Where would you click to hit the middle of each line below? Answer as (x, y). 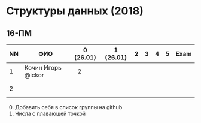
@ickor (34, 75)
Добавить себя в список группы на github (68, 107)
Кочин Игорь (43, 67)
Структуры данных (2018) (75, 11)
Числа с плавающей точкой (50, 113)
